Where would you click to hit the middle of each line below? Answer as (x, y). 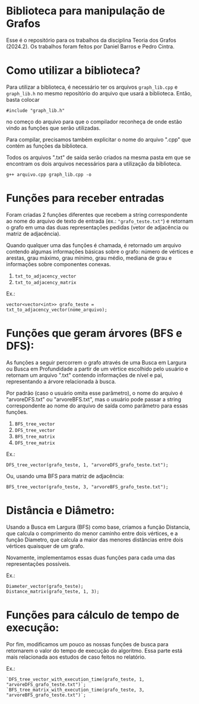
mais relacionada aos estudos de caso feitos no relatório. (76, 657)
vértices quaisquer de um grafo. (45, 546)
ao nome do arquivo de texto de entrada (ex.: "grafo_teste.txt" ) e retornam (100, 221)
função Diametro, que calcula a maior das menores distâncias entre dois (95, 540)
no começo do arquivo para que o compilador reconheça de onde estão (94, 122)
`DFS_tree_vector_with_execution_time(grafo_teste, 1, (75, 679)
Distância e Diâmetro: (60, 510)
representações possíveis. (38, 563)
